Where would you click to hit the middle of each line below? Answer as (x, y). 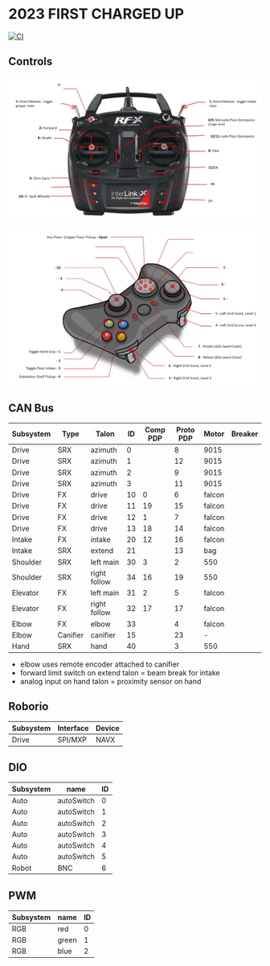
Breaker (245, 434)
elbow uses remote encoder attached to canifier (100, 664)
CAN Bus (31, 408)
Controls (31, 62)
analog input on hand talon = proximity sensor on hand (110, 681)
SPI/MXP (72, 740)
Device (107, 728)
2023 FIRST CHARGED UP (96, 14)
